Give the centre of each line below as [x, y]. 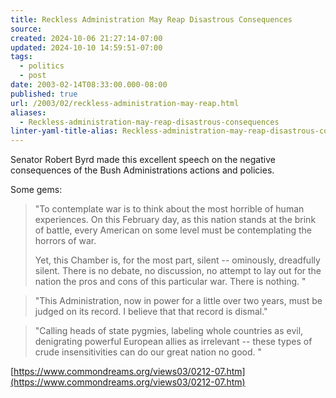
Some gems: [36, 190]
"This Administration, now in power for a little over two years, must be [178, 301]
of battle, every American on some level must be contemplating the [173, 230]
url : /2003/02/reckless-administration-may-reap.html [125, 103]
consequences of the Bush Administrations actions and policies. [142, 170]
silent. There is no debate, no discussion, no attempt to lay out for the [178, 271]
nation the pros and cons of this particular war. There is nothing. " [170, 282]
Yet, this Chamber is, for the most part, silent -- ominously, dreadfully [177, 260]
